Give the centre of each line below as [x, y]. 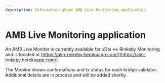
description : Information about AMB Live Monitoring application [75, 10]
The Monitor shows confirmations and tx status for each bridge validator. [81, 69]
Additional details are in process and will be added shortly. [66, 75]
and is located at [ [24, 54]
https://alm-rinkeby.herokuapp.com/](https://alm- [94, 54]
